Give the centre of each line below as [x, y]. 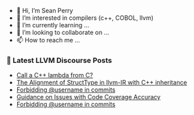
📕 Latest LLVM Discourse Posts [59, 60]
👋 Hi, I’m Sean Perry [45, 11]
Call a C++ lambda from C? [54, 75]
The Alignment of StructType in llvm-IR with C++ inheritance [102, 83]
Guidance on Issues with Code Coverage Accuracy [88, 97]
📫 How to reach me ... [48, 40]
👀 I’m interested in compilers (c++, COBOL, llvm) [85, 18]
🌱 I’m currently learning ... [53, 25]
